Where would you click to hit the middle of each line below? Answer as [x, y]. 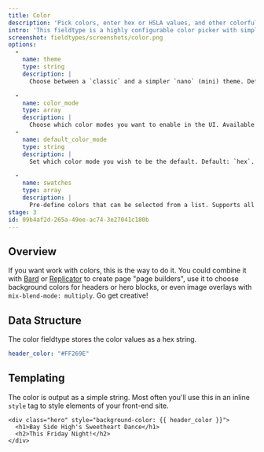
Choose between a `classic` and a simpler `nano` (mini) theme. [136, 81]
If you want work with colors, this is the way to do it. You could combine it [127, 270]
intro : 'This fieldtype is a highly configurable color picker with [123, 30]
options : [22, 45]
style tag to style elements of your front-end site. [88, 406]
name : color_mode [51, 103]
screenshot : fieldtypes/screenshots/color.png [86, 37]
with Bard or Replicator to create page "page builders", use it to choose [124, 279]
